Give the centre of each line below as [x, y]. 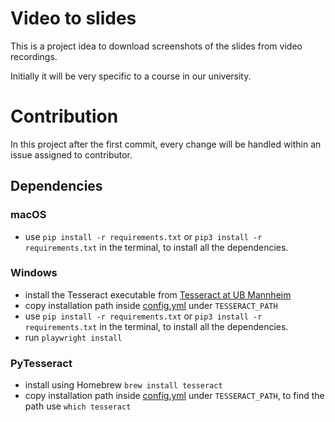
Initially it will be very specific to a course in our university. [131, 76]
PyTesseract [41, 363]
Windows [34, 273]
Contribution [64, 116]
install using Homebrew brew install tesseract [123, 385]
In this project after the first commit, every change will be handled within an [166, 144]
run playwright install [73, 337]
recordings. [34, 56]
